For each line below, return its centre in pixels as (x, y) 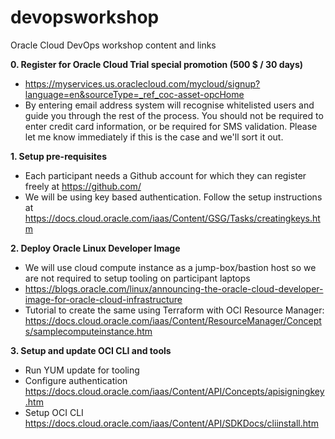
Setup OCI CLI (54, 412)
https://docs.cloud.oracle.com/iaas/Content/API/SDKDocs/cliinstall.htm (171, 423)
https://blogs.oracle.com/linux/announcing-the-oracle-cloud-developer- (174, 288)
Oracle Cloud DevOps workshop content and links (113, 45)
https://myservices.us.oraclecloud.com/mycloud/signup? (142, 83)
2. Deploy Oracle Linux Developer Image (95, 248)
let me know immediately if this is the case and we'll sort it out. (154, 137)
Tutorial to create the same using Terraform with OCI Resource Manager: (174, 310)
